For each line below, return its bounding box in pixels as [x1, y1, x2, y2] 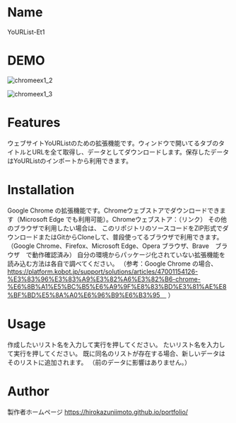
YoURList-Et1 [7, 28, 45, 36]
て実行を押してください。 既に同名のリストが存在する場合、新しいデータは [7, 349, 226, 358]
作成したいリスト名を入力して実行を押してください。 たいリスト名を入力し [7, 340, 225, 349]
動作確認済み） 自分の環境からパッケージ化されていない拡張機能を [31, 250, 226, 259]
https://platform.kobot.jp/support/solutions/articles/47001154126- [7, 267, 199, 276]
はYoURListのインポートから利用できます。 [7, 157, 133, 165]
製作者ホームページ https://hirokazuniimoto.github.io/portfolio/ [7, 407, 189, 416]
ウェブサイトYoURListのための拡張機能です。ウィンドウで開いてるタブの [7, 139, 219, 147]
